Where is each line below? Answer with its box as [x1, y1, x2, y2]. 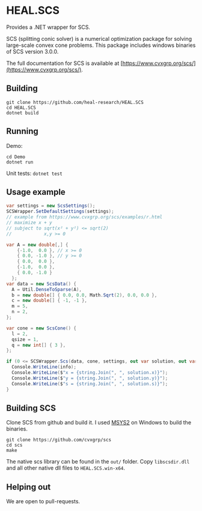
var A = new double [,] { [6, 242, 69, 248]
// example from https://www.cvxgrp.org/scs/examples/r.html [6, 214, 163, 220]
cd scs [6, 442, 23, 448]
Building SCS [6, 403, 56, 413]
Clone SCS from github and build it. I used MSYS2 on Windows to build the [6, 419, 191, 426]
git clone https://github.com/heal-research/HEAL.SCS [6, 99, 144, 105]
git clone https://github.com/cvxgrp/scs [6, 437, 112, 443]
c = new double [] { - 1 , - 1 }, [11, 298, 87, 304]
